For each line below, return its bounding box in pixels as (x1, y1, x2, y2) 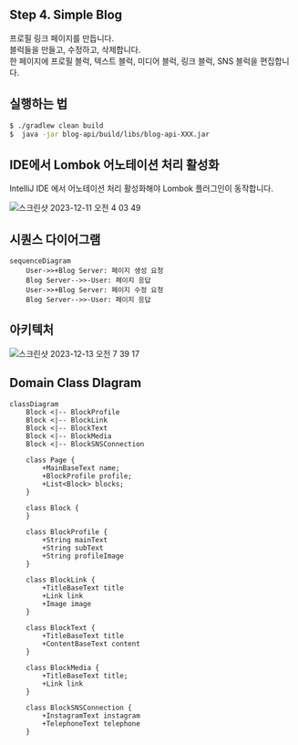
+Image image (42, 599, 92, 608)
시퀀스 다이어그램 (9, 232, 101, 247)
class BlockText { (26, 623, 96, 633)
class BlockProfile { (26, 527, 108, 537)
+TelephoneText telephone (42, 719, 141, 729)
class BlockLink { (26, 575, 96, 584)
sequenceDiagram (9, 257, 71, 266)
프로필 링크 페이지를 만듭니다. (9, 32, 115, 44)
